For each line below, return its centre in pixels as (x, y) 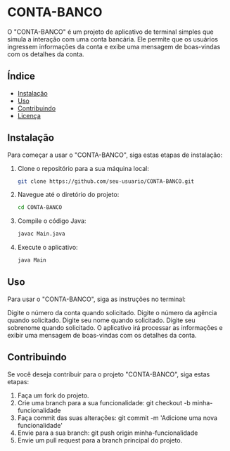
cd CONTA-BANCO (40, 208)
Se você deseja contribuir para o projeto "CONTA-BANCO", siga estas (109, 374)
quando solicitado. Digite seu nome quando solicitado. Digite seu (101, 320)
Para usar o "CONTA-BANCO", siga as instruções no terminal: (97, 299)
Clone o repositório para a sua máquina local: (83, 168)
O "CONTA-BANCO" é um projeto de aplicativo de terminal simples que (110, 32)
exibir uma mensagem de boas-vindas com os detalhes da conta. (102, 335)
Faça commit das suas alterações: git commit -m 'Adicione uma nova (117, 418)
